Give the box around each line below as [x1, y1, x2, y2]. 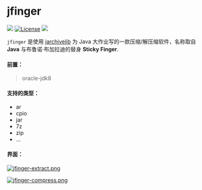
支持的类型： [7, 89, 39, 97]
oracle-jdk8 [21, 75, 51, 82]
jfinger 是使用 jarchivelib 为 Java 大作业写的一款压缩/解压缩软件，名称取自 [7, 38, 197, 45]
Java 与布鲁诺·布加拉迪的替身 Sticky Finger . [7, 45, 119, 53]
